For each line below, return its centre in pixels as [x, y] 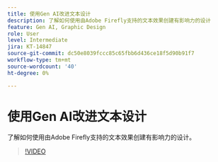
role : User [23, 34]
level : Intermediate [38, 40]
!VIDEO [35, 151]
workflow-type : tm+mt [39, 60]
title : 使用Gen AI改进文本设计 [49, 14]
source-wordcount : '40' [42, 66]
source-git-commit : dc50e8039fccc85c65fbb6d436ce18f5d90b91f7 [101, 54]
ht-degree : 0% [28, 73]
